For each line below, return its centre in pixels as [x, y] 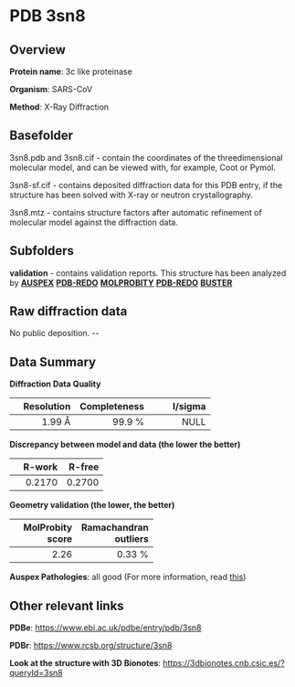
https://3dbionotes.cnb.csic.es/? [224, 663]
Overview [38, 50]
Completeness [111, 407]
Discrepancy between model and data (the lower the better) [125, 445]
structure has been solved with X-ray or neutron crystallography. [132, 195]
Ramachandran [115, 528]
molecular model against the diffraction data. [94, 222]
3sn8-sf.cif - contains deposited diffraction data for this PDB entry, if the [146, 185]
